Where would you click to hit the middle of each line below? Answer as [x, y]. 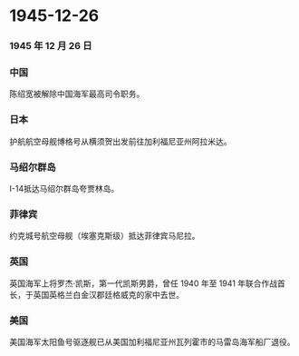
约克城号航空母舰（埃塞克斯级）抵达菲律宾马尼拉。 [105, 236]
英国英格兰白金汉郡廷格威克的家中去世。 [108, 294]
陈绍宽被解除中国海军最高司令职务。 [77, 94]
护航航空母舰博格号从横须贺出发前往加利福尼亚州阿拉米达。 [121, 141]
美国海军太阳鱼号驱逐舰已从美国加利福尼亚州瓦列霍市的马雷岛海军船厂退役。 [152, 341]
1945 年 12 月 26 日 [51, 46]
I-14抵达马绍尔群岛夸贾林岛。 [64, 188]
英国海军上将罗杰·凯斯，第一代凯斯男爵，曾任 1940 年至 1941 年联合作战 [144, 283]
